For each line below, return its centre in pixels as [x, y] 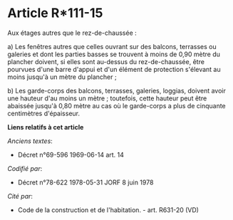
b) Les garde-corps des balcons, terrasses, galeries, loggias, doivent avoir [116, 90]
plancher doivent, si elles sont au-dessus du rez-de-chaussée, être [106, 61]
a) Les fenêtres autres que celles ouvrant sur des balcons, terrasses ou [112, 46]
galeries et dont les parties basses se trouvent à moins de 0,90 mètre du [114, 54]
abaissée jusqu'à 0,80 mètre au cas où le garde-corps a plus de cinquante [116, 105]
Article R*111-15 [55, 13]
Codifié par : [25, 168]
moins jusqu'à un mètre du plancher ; [62, 77]
